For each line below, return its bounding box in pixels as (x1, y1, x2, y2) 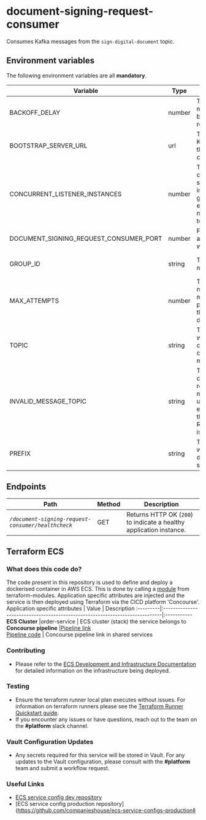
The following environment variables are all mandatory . (6, 72, 147, 79)
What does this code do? (6, 564, 82, 573)
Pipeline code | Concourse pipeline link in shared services (6, 631, 153, 638)
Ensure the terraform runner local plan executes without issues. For (15, 696, 186, 703)
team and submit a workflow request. (15, 765, 110, 772)
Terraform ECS (6, 546, 64, 556)
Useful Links (6, 780, 45, 789)
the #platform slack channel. (15, 722, 89, 729)
